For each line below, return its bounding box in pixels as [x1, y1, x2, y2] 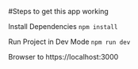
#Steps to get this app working [8, 7, 109, 16]
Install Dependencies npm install [8, 22, 118, 31]
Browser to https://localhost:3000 [8, 53, 119, 61]
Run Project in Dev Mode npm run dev [8, 37, 131, 46]
